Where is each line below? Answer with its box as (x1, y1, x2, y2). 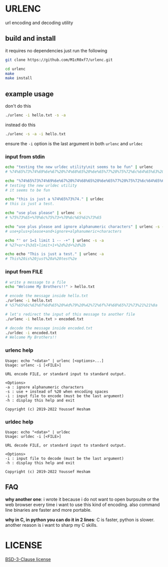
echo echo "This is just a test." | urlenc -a (5, 252, 104, 257)
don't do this (5, 103, 31, 109)
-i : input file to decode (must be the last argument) (5, 456, 124, 461)
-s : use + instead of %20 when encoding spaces (5, 389, 108, 394)
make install (5, 76, 32, 81)
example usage (5, 89, 54, 98)
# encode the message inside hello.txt (5, 294, 88, 299)
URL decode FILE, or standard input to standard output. (5, 443, 126, 448)
